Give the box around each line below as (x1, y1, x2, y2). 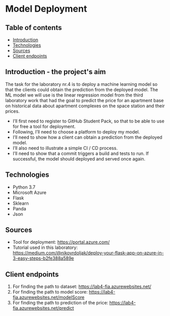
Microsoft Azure (12, 189, 47, 196)
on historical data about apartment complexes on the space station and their (5, 103, 165, 109)
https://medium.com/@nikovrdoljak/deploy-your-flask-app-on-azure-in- (12, 250, 164, 256)
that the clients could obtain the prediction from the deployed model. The (5, 86, 158, 92)
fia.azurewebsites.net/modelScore (12, 294, 85, 300)
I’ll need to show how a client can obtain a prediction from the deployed (12, 134, 162, 140)
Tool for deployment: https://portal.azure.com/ (12, 239, 110, 245)
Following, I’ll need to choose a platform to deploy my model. (12, 129, 140, 135)
